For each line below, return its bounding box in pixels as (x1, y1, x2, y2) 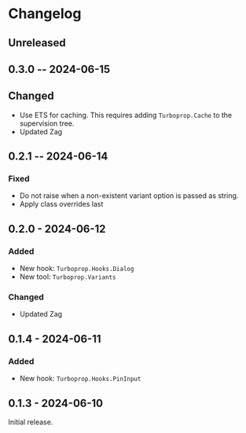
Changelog (8, 5, 82, 23)
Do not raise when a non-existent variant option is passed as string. (19, 191, 239, 200)
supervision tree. (19, 119, 75, 128)
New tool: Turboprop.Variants (19, 272, 116, 281)
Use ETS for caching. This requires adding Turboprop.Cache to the (19, 110, 233, 119)
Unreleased (8, 36, 67, 50)
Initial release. (8, 417, 53, 427)
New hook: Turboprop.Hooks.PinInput (19, 374, 141, 383)
